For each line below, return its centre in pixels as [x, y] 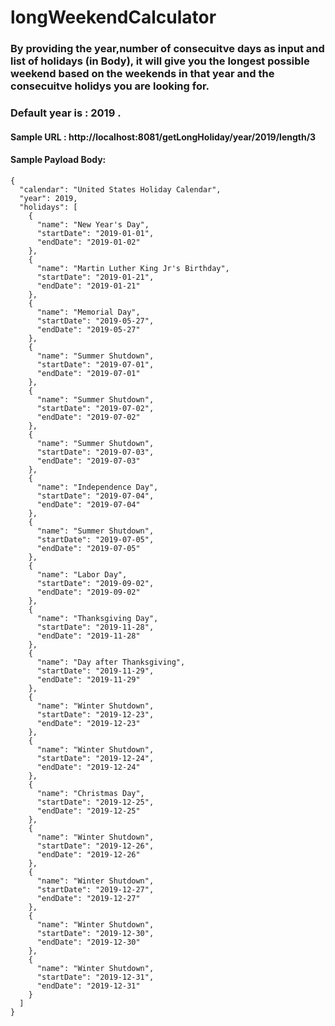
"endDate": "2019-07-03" [88, 461]
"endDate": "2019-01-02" [88, 242]
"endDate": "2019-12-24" [88, 767]
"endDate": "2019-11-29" [88, 679]
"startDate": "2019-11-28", [95, 627]
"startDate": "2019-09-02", [95, 583]
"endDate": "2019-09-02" [88, 592]
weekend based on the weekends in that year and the [142, 74]
